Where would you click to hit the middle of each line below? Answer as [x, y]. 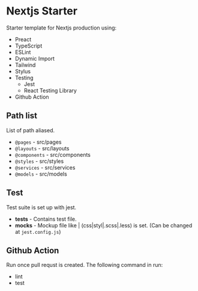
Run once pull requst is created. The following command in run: [85, 265]
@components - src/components [53, 155]
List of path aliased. [31, 130]
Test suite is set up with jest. [41, 207]
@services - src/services [45, 167]
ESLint [23, 52]
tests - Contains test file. [46, 219]
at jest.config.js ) [38, 231]
